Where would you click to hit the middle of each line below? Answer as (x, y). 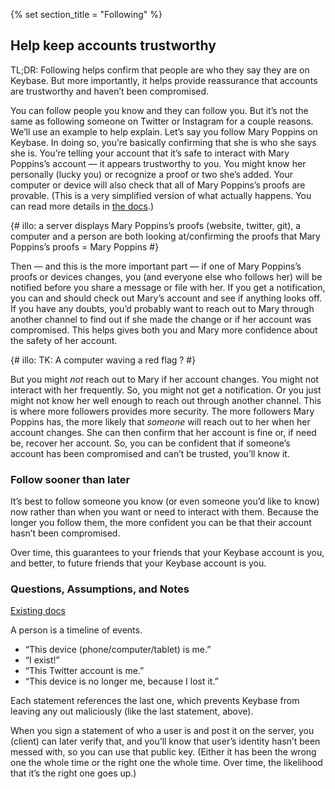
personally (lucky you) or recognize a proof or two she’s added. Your (151, 174)
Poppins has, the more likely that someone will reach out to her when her (160, 421)
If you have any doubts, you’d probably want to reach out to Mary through (162, 308)
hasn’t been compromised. (65, 533)
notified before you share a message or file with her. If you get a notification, (168, 287)
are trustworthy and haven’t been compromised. (110, 91)
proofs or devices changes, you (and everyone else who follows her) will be (166, 276)
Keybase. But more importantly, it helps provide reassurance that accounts (164, 80)
